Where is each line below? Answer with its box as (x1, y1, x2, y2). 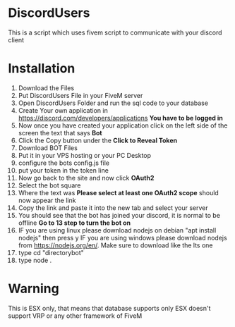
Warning (8, 280, 59, 297)
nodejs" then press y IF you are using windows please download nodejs (18, 233, 228, 242)
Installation (8, 61, 76, 77)
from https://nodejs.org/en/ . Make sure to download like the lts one (18, 241, 214, 249)
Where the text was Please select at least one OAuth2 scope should (18, 188, 219, 197)
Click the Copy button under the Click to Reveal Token (18, 136, 178, 144)
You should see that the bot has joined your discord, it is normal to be (18, 211, 221, 219)
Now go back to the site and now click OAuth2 (18, 173, 155, 182)
